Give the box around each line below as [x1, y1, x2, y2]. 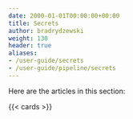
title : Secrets [8, 19, 59, 27]
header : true [8, 42, 52, 50]
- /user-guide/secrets [8, 57, 84, 65]
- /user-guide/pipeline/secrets [8, 64, 116, 72]
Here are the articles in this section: [8, 86, 126, 96]
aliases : [8, 49, 38, 57]
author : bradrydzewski [8, 27, 84, 35]
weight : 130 [8, 34, 48, 43]
